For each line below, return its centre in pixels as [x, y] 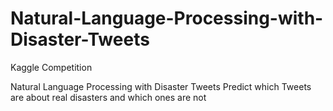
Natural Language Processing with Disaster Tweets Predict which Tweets [161, 86]
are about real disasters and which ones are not [108, 97]
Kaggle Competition [51, 67]
